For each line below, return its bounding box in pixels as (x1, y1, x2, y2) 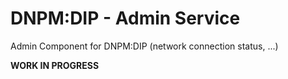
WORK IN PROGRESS (10, 59, 100, 71)
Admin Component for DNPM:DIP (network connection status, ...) (10, 40, 279, 52)
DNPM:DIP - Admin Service (10, 7, 241, 30)
